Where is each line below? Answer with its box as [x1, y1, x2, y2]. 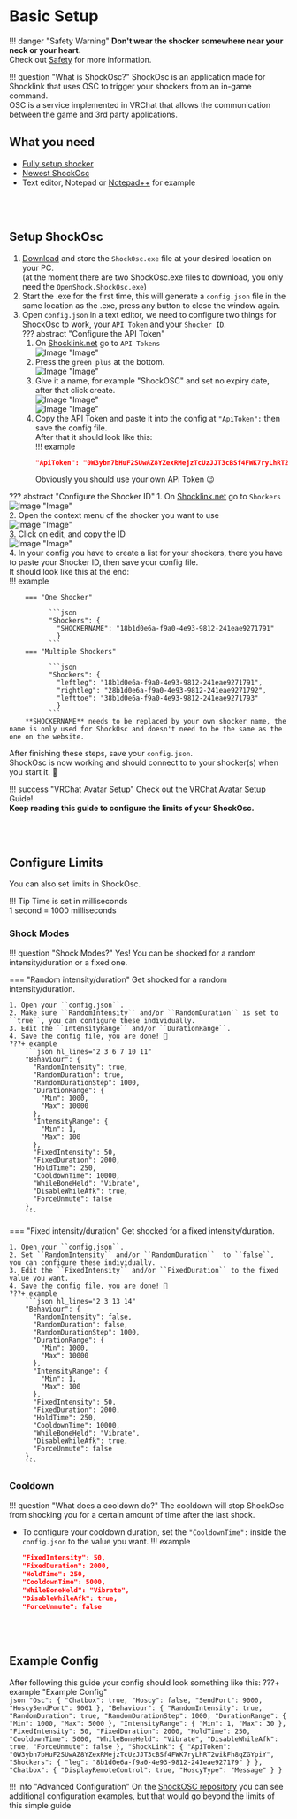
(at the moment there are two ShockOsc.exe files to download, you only [21, 272, 284, 283]
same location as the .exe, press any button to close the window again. [21, 299, 281, 311]
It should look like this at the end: [9, 567, 130, 577]
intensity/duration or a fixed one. [9, 956, 128, 967]
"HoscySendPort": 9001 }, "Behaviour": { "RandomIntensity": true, [9, 1703, 263, 1713]
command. [9, 90, 49, 101]
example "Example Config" [9, 1686, 108, 1697]
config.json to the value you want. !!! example [21, 1536, 191, 1546]
